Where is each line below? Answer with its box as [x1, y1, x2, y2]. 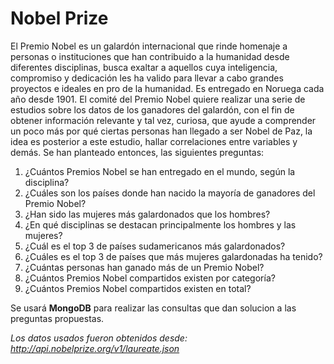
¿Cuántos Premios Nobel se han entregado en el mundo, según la [24, 165, 296, 177]
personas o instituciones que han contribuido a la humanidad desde [10, 50, 290, 62]
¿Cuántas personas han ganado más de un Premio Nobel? [24, 261, 265, 273]
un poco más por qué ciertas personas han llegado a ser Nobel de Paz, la [10, 125, 313, 137]
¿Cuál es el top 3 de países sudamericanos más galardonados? [24, 240, 286, 252]
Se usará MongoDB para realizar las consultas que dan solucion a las [10, 302, 297, 314]
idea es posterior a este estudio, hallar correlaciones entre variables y [10, 135, 298, 147]
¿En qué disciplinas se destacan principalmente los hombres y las [24, 218, 297, 231]
